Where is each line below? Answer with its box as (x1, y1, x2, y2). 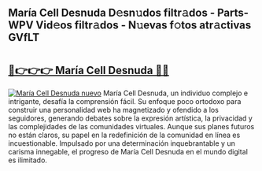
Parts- (217, 6, 249, 20)
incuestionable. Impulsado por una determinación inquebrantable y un (8, 139, 236, 148)
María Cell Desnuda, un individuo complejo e (103, 88, 249, 98)
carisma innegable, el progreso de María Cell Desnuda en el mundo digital (8, 147, 248, 156)
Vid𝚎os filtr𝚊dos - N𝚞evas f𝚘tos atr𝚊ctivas (35, 19, 252, 32)
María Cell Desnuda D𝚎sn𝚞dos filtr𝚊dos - (8, 6, 216, 20)
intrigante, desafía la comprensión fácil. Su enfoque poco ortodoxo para (8, 97, 242, 106)
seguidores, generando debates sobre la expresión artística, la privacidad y (8, 113, 253, 123)
